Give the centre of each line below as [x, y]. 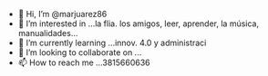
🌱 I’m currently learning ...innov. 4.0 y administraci [112, 43]
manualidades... [48, 33]
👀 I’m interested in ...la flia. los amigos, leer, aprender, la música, [139, 24]
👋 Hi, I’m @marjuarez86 [62, 14]
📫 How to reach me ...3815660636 [84, 62]
